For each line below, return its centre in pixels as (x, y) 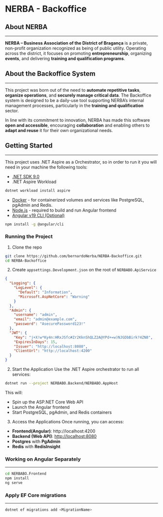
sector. (12, 111)
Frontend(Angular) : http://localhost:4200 (54, 431)
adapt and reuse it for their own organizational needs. (59, 130)
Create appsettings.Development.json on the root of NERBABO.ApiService (84, 270)
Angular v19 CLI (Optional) (38, 215)
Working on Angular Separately (43, 459)
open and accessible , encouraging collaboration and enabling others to (77, 125)
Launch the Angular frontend (41, 407)
